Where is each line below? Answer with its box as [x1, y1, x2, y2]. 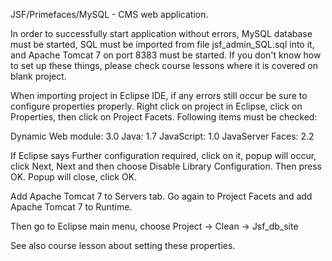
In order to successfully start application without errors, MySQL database [10, 28, 313, 39]
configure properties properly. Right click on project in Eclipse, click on [10, 100, 303, 112]
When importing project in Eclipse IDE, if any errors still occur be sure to [10, 90, 308, 101]
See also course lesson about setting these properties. [10, 240, 236, 251]
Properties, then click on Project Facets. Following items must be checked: [10, 111, 318, 123]
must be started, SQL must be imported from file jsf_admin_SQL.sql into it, [10, 39, 315, 50]
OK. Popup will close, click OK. [10, 171, 138, 183]
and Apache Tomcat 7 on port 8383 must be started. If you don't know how [10, 49, 322, 61]
